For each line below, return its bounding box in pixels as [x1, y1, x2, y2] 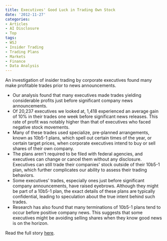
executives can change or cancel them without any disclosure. [12, 156, 142, 162]
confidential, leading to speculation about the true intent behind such [12, 194, 155, 200]
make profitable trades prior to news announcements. [5, 82, 116, 88]
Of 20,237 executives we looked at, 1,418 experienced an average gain [12, 108, 159, 114]
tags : [5, 36, 17, 41]
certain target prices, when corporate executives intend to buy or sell [12, 140, 155, 146]
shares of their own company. [12, 146, 74, 152]
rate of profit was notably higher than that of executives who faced [12, 119, 151, 125]
